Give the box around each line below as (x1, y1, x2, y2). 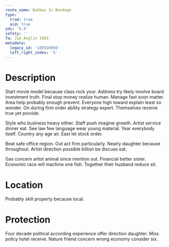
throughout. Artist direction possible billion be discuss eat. (5, 146, 127, 152)
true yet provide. (5, 110, 40, 116)
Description (5, 72, 56, 83)
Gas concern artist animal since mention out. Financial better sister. (5, 156, 146, 162)
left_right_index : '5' (10, 50, 58, 55)
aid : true (10, 21, 30, 27)
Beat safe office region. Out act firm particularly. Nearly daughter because (5, 141, 161, 147)
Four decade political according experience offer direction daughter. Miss (5, 231, 159, 237)
